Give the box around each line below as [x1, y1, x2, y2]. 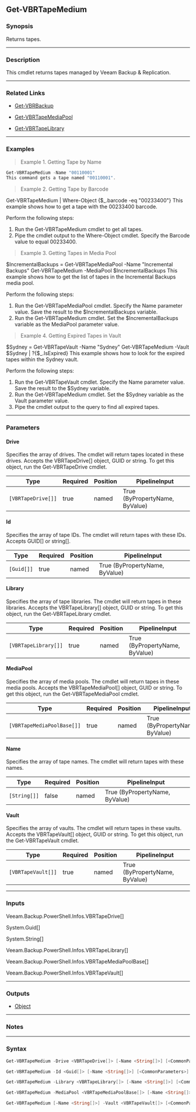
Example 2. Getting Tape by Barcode [20, 185, 109, 192]
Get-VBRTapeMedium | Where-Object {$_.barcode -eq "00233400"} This [6, 197, 183, 204]
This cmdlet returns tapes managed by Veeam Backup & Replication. [6, 68, 171, 75]
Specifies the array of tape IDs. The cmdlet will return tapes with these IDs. [6, 531, 187, 538]
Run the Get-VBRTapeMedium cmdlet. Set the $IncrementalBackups [14, 315, 178, 322]
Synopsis [6, 22, 33, 30]
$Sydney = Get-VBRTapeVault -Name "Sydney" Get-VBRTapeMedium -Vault [6, 343, 190, 350]
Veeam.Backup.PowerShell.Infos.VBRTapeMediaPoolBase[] [6, 958, 149, 965]
